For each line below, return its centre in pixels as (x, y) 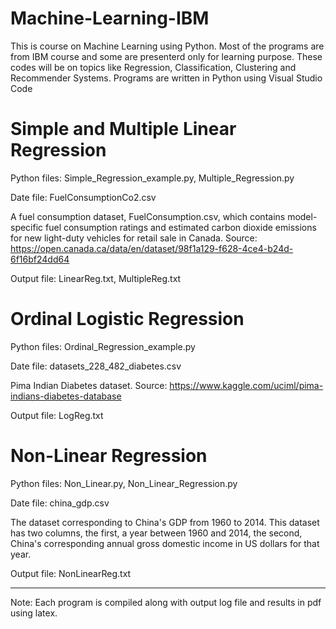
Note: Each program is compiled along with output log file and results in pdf (166, 602)
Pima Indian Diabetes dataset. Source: (89, 385)
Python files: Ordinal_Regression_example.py (103, 346)
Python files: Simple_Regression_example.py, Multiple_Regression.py (152, 178)
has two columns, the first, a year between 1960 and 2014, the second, (156, 533)
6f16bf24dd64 (40, 259)
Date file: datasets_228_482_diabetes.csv (96, 366)
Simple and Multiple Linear (123, 129)
